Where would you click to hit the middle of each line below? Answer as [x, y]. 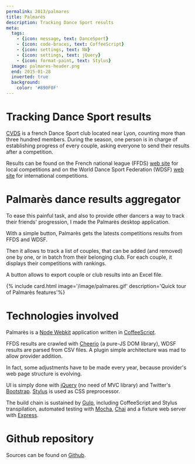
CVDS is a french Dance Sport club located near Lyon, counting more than [96, 133]
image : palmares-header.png [46, 66]
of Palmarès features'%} [36, 292]
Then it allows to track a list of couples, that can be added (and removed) [94, 250]
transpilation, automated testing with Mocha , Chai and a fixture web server [96, 409]
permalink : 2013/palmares [37, 11]
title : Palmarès [26, 17]
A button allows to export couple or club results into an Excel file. [84, 275]
